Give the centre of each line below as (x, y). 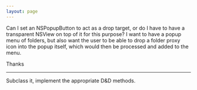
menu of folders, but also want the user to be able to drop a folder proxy (93, 40)
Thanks (15, 64)
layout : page (22, 11)
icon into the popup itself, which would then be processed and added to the (97, 46)
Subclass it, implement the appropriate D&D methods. (71, 80)
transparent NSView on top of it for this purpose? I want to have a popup (94, 34)
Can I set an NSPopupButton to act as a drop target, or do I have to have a (96, 28)
